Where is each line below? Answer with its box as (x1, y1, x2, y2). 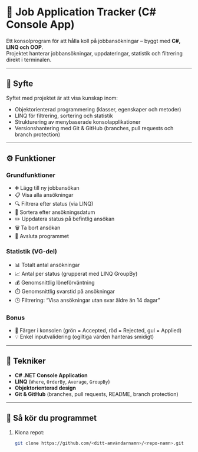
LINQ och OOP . (6, 44, 44, 51)
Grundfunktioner (6, 171, 56, 179)
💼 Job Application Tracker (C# (6, 5, 156, 19)
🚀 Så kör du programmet (6, 413, 97, 423)
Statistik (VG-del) (6, 248, 57, 256)
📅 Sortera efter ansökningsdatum (14, 209, 95, 216)
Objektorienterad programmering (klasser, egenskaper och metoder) (14, 105, 181, 113)
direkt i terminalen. (6, 56, 52, 63)
